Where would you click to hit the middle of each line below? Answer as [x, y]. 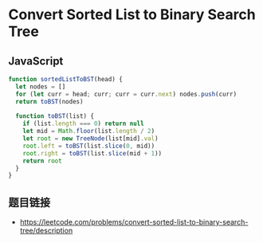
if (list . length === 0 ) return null [84, 124]
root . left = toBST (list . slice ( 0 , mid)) [89, 146]
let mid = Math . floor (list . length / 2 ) [89, 131]
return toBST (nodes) [49, 101]
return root [42, 161]
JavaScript [36, 61]
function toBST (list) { [55, 116]
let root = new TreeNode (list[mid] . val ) [90, 139]
